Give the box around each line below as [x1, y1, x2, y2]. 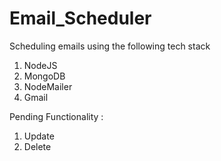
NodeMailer [23, 80, 73, 92]
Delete [23, 140, 52, 152]
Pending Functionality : [9, 110, 104, 122]
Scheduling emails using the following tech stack [9, 40, 211, 52]
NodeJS [23, 59, 58, 71]
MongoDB [23, 70, 66, 82]
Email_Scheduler [9, 7, 152, 30]
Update [23, 130, 55, 142]
